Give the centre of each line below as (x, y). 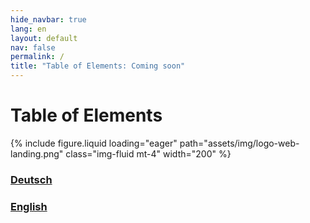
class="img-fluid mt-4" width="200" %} (148, 153)
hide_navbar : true (48, 19)
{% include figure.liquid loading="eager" (94, 143)
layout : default (44, 38)
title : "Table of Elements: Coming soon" (98, 66)
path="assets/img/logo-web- (239, 143)
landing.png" (37, 153)
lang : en (28, 29)
